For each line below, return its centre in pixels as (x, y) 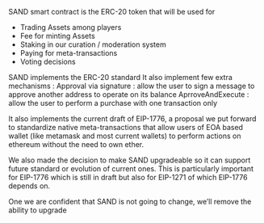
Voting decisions (48, 61)
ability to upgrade (38, 210)
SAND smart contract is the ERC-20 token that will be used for (112, 12)
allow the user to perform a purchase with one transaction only (113, 103)
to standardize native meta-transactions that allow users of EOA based (126, 127)
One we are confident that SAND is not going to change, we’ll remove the (130, 202)
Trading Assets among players (71, 27)
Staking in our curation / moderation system (93, 44)
